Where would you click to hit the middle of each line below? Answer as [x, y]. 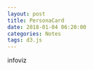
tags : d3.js [25, 40]
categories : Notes [34, 34]
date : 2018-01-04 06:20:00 [47, 27]
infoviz [17, 60]
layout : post [26, 14]
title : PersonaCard [36, 21]
